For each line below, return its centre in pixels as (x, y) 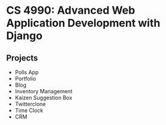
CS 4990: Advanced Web (71, 10)
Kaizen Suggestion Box (43, 97)
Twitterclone (30, 104)
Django (25, 36)
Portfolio (25, 79)
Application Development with (83, 23)
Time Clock (29, 110)
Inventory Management (44, 91)
